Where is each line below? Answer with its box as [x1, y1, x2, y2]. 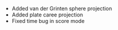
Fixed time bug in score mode [11, 18, 85, 24]
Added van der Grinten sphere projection [11, 5, 113, 12]
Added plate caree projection [11, 11, 84, 18]
